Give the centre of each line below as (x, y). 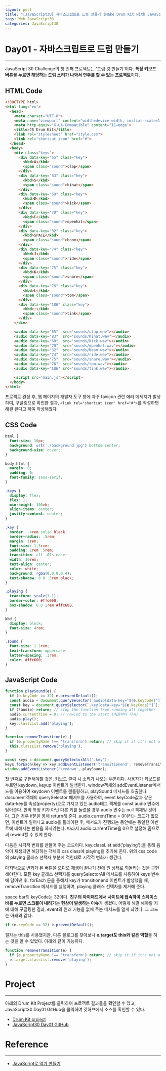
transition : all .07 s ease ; (39, 555)
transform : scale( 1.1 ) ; (34, 596)
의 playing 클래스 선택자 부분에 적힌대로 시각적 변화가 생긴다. (64, 857)
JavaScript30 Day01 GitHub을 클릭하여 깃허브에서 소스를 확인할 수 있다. (75, 1009)
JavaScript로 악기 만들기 (36, 1063)
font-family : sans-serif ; (36, 478)
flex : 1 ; (19, 500)
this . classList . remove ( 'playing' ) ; (46, 746)
